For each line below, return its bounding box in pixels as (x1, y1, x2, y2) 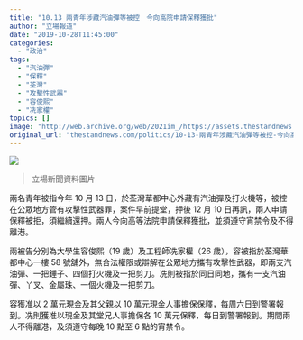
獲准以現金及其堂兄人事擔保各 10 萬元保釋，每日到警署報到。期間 (40, 309, 283, 320)
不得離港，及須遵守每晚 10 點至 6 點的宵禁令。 (16, 321, 189, 332)
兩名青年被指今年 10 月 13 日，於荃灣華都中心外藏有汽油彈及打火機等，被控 (9, 192, 288, 203)
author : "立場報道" (9, 22, 78, 31)
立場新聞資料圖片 (31, 173, 96, 184)
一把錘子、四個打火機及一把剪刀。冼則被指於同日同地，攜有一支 (32, 268, 271, 279)
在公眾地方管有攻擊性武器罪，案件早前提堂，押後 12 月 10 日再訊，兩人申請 (9, 204, 288, 215)
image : (9, 123, 34, 132)
